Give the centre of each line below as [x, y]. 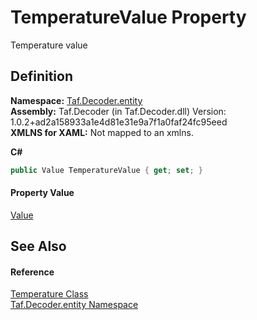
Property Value [42, 193]
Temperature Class [49, 294]
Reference [32, 272]
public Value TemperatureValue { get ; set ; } [106, 170]
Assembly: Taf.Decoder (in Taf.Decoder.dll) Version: [118, 111]
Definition [41, 76]
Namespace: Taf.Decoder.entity [76, 100]
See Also [38, 246]
